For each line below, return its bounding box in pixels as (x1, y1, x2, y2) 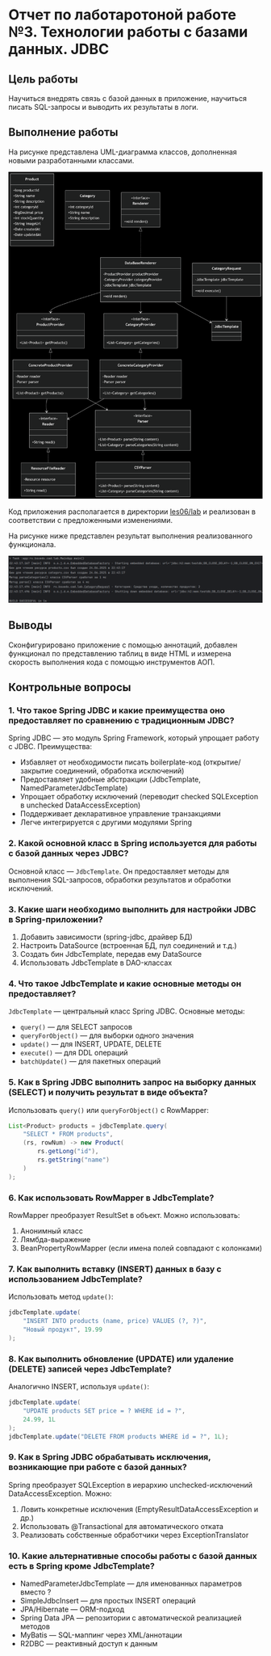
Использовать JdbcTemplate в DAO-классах (19, 958, 173, 967)
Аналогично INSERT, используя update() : (8, 1382, 150, 1392)
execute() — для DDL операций (19, 1048, 128, 1058)
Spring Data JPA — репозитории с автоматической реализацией (19, 1613, 242, 1623)
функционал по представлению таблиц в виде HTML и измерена (8, 648, 231, 658)
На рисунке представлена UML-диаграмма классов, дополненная (8, 147, 238, 157)
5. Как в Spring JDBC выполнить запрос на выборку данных (8, 1077, 256, 1088)
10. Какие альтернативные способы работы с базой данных (8, 1550, 258, 1561)
